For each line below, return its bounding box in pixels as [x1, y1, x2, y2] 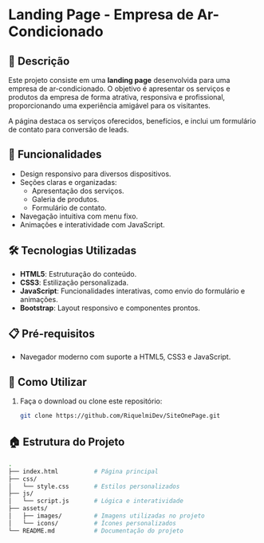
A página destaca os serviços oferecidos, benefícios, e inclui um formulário [8, 116, 257, 125]
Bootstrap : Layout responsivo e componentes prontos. [19, 303, 201, 313]
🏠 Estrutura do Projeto [8, 435, 125, 448]
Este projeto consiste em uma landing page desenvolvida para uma [8, 76, 231, 85]
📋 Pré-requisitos [8, 327, 96, 340]
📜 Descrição [8, 54, 70, 68]
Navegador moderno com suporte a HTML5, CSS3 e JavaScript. [19, 352, 231, 362]
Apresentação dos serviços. [31, 186, 125, 195]
